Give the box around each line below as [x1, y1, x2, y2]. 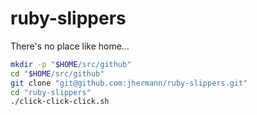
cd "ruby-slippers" [10, 87, 92, 97]
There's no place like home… [10, 40, 130, 52]
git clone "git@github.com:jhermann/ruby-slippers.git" [10, 78, 248, 88]
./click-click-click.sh [10, 97, 110, 107]
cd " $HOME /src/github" [10, 68, 105, 79]
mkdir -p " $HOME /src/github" [10, 59, 132, 69]
